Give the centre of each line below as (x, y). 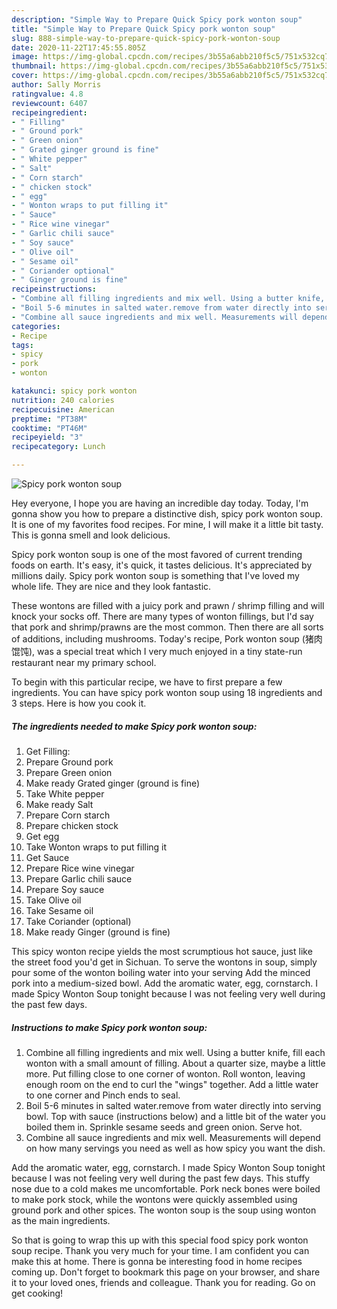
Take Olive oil (53, 900)
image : (25, 57)
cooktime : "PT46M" (49, 428)
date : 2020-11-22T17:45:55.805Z (78, 47)
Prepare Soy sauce (65, 889)
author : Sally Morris (56, 85)
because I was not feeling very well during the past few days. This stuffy (161, 1178)
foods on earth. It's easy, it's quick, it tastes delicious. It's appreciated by (162, 565)
